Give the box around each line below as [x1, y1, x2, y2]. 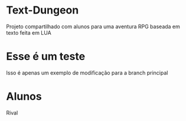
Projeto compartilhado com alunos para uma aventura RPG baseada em [6, 23, 180, 30]
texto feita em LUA [6, 29, 51, 36]
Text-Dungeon [6, 4, 79, 17]
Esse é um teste [6, 50, 86, 63]
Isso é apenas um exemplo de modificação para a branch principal [6, 69, 168, 76]
